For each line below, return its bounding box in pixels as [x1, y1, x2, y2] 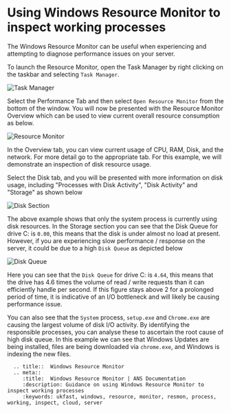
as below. [7, 118, 34, 127]
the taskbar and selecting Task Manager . [7, 70, 120, 78]
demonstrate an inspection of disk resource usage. [7, 160, 151, 168]
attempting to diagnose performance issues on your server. [7, 50, 175, 58]
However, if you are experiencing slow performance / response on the [7, 236, 206, 245]
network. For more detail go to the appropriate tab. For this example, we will [7, 153, 222, 161]
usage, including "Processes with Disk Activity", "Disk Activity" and [7, 180, 198, 189]
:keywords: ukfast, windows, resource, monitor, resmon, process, [22, 393, 217, 400]
